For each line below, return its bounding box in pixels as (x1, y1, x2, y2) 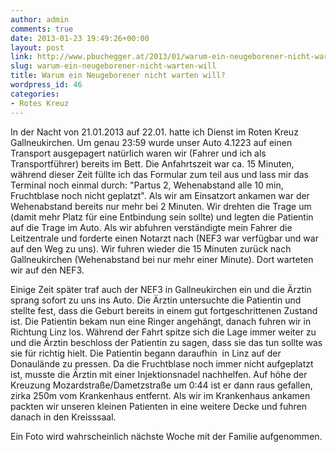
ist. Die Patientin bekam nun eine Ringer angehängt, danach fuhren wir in (10, 315, 312, 327)
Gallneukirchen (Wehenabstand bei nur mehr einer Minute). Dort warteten (10, 253, 314, 265)
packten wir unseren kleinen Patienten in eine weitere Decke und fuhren (10, 400, 307, 412)
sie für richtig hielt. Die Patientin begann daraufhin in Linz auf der (10, 347, 282, 359)
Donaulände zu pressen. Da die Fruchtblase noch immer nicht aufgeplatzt (10, 357, 314, 370)
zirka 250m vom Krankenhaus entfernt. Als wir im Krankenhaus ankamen (10, 389, 311, 401)
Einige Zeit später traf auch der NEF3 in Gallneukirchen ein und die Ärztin (10, 283, 312, 295)
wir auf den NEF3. (10, 264, 85, 276)
